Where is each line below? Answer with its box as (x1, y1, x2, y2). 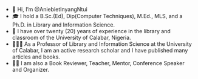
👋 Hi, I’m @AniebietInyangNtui (12, 6, 88, 13)
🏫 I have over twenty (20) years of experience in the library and (12, 28, 171, 34)
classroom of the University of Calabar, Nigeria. (12, 34, 132, 41)
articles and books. (12, 53, 61, 60)
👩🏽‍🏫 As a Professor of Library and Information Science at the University (12, 40, 193, 48)
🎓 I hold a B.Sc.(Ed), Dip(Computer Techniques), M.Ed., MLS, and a (12, 13, 183, 19)
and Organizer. (12, 66, 50, 73)
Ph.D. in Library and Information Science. (12, 21, 115, 28)
